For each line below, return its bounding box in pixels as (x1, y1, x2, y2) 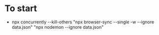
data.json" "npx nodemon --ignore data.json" (11, 24, 104, 30)
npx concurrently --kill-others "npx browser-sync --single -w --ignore (11, 19, 155, 25)
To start (4, 3, 37, 14)
